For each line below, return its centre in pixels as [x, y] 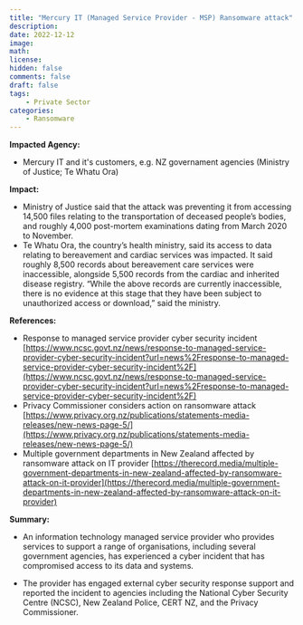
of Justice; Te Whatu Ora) [71, 172]
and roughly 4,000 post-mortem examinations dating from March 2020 [155, 226]
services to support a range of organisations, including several [139, 547]
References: [33, 321]
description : [34, 26]
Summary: [29, 519]
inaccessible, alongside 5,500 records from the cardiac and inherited [151, 274]
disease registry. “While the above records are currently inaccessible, [152, 284]
